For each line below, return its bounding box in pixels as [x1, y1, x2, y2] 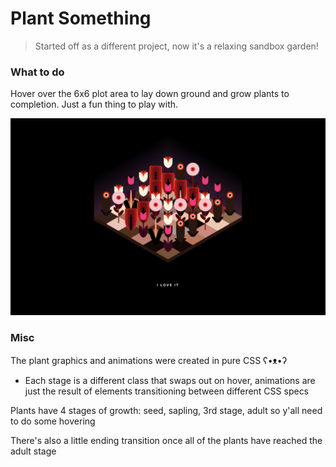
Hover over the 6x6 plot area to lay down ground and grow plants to [10, 88, 290, 100]
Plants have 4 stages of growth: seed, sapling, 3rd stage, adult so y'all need [10, 404, 323, 416]
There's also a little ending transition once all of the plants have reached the [10, 434, 323, 446]
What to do [10, 65, 65, 79]
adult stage [10, 445, 57, 457]
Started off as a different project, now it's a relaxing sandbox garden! [34, 40, 319, 52]
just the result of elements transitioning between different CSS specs [24, 385, 310, 397]
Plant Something [10, 7, 152, 30]
